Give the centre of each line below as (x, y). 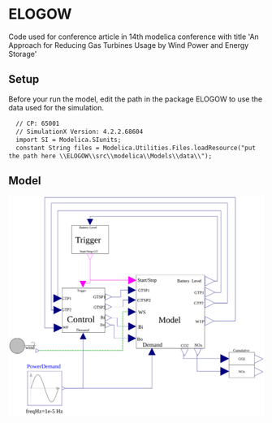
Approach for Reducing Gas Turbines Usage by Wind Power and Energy (129, 45)
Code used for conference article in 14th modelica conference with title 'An (134, 37)
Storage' (23, 54)
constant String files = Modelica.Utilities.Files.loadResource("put (136, 148)
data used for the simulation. (56, 107)
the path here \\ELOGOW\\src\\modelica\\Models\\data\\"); (110, 156)
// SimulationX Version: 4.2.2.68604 (80, 132)
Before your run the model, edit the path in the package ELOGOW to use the (135, 99)
